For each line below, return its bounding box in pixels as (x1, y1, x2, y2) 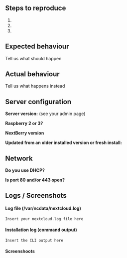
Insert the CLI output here (5, 238, 64, 243)
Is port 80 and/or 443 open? (5, 177, 65, 183)
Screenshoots (5, 249, 35, 255)
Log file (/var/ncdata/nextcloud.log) (5, 205, 81, 211)
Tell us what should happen (5, 55, 62, 61)
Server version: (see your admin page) (5, 111, 86, 117)
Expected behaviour (5, 42, 69, 51)
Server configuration (5, 97, 72, 106)
